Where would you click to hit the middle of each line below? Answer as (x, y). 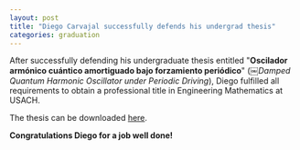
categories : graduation (55, 35)
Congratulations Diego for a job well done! (91, 135)
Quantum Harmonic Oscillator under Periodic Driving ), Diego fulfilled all (145, 81)
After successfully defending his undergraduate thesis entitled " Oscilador (149, 61)
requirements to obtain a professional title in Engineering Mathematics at (146, 91)
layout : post (34, 18)
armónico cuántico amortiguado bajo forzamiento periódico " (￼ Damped (150, 71)
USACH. (25, 100)
